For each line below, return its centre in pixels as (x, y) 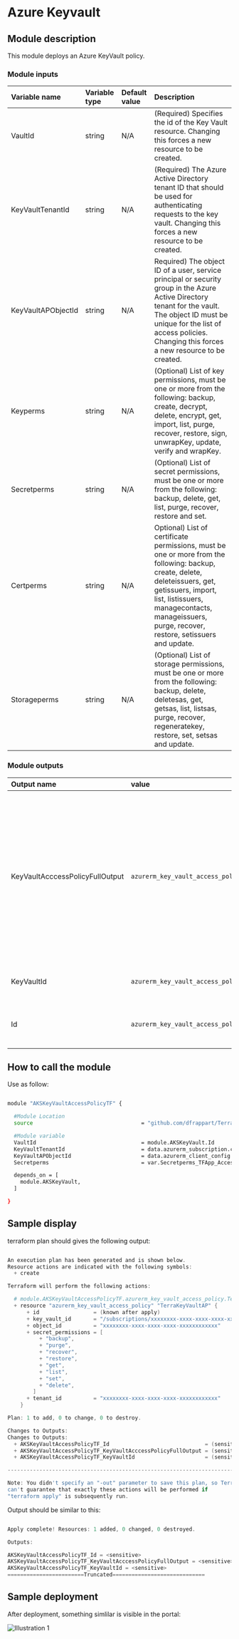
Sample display (42, 1224)
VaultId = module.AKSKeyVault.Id (114, 1142)
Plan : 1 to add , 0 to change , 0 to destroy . (74, 1418)
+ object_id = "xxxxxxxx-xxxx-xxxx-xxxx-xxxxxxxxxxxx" (123, 1325)
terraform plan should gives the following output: (79, 1241)
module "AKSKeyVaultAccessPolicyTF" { (65, 1104)
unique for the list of (188, 324)
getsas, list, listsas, (185, 708)
